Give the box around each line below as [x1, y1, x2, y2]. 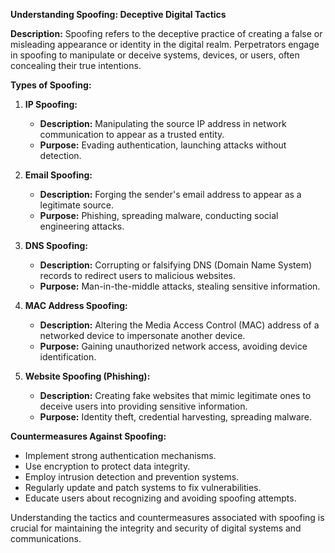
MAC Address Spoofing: [24, 300, 128, 311]
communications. [10, 533, 82, 544]
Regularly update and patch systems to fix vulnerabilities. [24, 482, 262, 493]
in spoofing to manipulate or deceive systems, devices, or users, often [10, 49, 300, 61]
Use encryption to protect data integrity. [24, 460, 191, 472]
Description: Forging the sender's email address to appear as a [39, 189, 302, 200]
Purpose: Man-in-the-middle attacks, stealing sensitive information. [39, 280, 321, 292]
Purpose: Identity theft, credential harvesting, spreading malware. [39, 411, 312, 423]
